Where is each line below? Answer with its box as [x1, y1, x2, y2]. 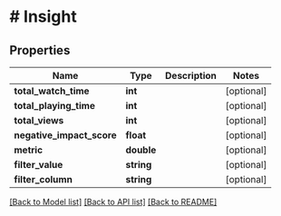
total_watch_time [14, 84, 90, 97]
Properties [9, 43, 71, 58]
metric [14, 143, 44, 156]
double [125, 143, 157, 156]
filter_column [14, 173, 73, 185]
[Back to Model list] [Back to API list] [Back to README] [9, 197, 218, 207]
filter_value [14, 159, 63, 171]
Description [164, 70, 218, 82]
